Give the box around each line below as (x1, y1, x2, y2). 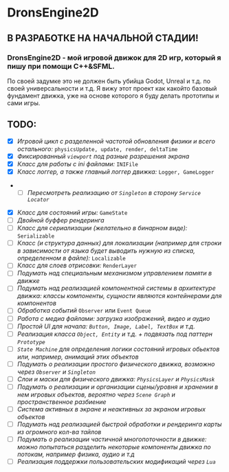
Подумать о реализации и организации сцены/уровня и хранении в (17, 383, 219, 391)
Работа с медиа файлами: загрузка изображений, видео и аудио (17, 314, 210, 322)
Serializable (17, 233, 55, 240)
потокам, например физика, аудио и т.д (17, 450, 135, 458)
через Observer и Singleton (17, 368, 96, 376)
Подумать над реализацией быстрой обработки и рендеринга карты (17, 420, 222, 428)
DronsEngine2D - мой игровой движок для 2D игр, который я (7, 53, 221, 63)
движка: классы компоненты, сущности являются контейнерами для (17, 292, 222, 300)
